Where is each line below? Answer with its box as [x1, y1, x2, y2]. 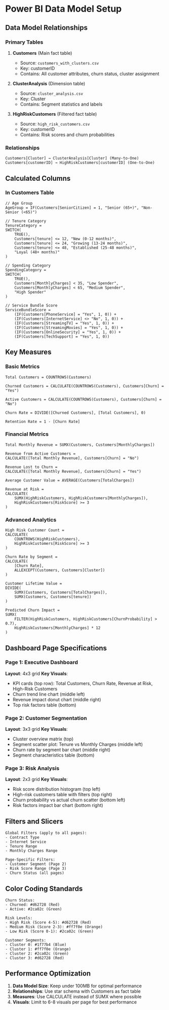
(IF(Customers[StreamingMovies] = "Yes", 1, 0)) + [14, 325, 123, 330]
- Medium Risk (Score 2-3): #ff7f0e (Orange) [5, 925, 103, 930]
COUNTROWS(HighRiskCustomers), [14, 537, 80, 542]
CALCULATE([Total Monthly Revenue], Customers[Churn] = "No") [5, 455, 139, 461]
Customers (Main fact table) [12, 50, 72, 56]
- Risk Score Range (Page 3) [5, 866, 67, 871]
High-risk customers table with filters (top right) [12, 792, 112, 798]
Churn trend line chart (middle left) [12, 691, 85, 697]
